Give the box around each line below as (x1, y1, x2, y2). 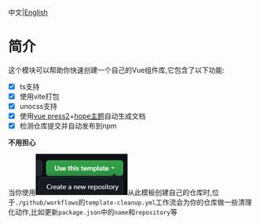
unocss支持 (19, 102, 57, 111)
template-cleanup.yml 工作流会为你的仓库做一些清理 (85, 197, 253, 207)
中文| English (8, 8, 49, 16)
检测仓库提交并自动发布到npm (19, 121, 117, 131)
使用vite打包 (19, 92, 60, 101)
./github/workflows (15, 199, 79, 207)
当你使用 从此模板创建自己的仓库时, (8, 188, 213, 197)
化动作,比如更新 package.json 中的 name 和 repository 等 (8, 208, 178, 217)
